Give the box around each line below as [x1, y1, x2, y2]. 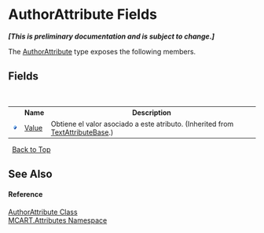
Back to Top [11, 145, 51, 154]
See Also [8, 168, 53, 181]
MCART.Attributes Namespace [8, 215, 108, 225]
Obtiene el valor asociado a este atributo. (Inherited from [50, 119, 234, 128]
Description [132, 108, 171, 117]
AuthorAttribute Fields [8, 6, 158, 24]
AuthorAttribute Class [8, 207, 78, 216]
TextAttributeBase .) [50, 128, 114, 137]
